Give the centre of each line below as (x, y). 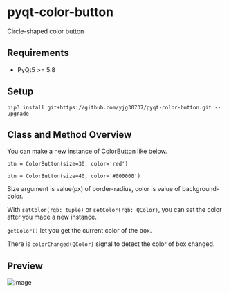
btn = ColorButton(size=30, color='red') (68, 164)
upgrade (18, 114)
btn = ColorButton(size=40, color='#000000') (74, 176)
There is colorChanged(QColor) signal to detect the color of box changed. (111, 244)
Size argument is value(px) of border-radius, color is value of (94, 189)
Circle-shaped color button (46, 31)
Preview (25, 266)
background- (201, 189)
